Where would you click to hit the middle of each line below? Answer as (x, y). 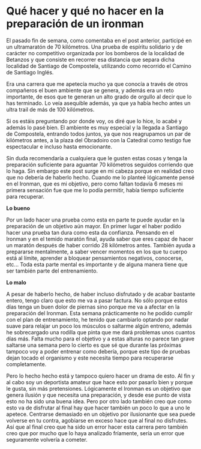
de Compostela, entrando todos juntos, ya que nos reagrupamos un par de (98, 134)
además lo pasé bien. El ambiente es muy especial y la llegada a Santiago (97, 127)
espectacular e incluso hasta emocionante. (59, 146)
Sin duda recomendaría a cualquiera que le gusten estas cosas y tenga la (97, 158)
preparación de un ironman (75, 24)
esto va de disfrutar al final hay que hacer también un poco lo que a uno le (98, 408)
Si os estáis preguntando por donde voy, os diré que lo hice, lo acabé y (94, 121)
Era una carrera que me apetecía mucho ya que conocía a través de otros (97, 84)
